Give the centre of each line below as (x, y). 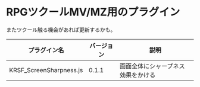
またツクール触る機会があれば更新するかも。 (61, 30)
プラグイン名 (46, 50)
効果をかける (138, 75)
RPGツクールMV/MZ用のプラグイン (93, 12)
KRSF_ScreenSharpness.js (46, 70)
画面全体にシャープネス (153, 66)
